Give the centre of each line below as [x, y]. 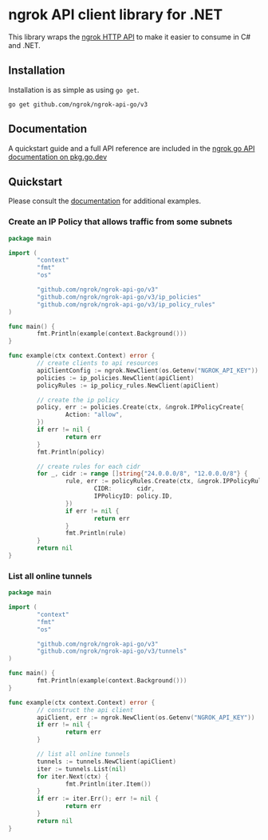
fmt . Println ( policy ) [71, 452]
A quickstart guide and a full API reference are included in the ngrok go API [132, 148]
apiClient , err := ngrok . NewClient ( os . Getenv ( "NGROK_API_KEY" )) [146, 718]
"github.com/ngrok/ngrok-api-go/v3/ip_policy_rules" [126, 304]
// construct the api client [85, 710]
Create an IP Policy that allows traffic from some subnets [120, 222]
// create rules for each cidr [89, 466]
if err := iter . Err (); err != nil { [98, 799]
